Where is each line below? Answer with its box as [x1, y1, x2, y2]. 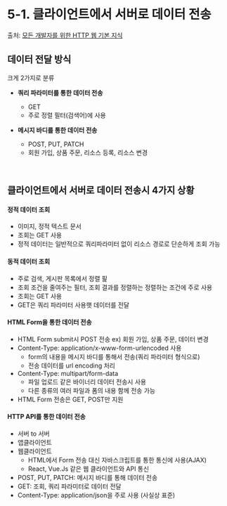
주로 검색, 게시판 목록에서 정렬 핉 [17, 274, 108, 283]
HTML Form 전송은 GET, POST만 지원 [17, 395, 124, 403]
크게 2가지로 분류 [7, 73, 55, 82]
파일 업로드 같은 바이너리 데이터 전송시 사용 [27, 377, 146, 386]
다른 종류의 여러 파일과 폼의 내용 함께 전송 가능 [27, 386, 156, 394]
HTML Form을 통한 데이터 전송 [7, 318, 93, 327]
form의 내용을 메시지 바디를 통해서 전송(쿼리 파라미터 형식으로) [27, 352, 200, 361]
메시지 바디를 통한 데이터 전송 [17, 126, 98, 134]
